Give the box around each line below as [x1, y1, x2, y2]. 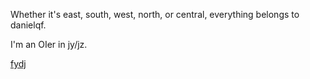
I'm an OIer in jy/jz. [10, 39, 88, 50]
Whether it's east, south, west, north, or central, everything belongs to [10, 9, 300, 20]
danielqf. [10, 19, 47, 31]
